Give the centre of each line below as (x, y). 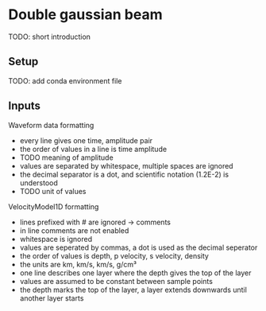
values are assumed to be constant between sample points (116, 281)
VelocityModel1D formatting (54, 206)
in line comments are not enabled (74, 230)
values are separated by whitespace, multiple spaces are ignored (126, 165)
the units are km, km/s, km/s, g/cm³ (78, 264)
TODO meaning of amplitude (66, 157)
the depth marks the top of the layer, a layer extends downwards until (133, 290)
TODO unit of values (53, 191)
